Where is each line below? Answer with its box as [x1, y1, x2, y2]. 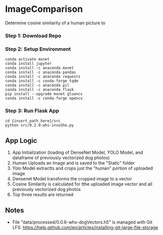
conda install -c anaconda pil [5, 83, 70, 88]
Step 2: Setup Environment [5, 46, 71, 53]
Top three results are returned [12, 192, 74, 198]
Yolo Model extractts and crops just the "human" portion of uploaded [12, 165, 153, 172]
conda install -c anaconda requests [5, 74, 81, 79]
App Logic [5, 136, 38, 145]
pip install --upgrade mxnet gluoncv [5, 92, 83, 97]
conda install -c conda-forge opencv [5, 96, 83, 101]
